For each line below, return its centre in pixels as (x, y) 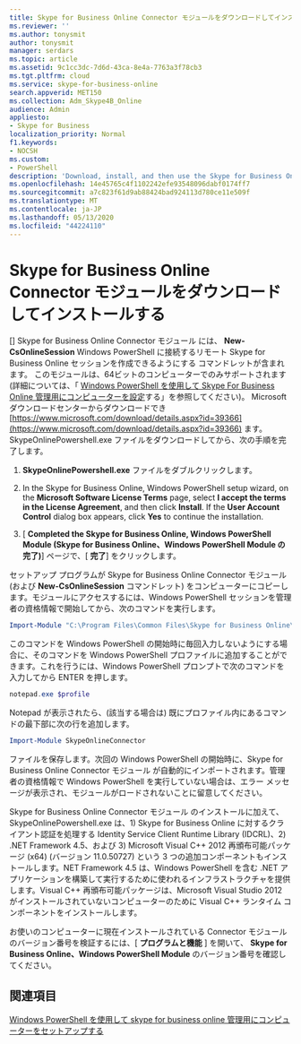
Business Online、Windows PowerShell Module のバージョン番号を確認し (148, 954)
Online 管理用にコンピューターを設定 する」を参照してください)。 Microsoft (148, 397)
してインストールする (87, 314)
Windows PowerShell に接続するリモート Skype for (171, 352)
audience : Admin (39, 109)
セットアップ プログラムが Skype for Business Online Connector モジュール (148, 575)
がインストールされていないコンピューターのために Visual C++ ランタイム (146, 902)
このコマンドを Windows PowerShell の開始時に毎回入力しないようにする (145, 644)
